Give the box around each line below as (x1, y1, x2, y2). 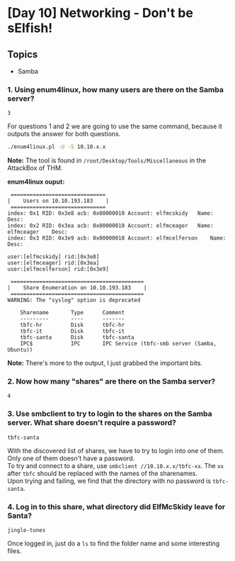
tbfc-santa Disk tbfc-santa (20, 334, 134, 341)
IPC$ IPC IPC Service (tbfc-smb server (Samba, (20, 340, 217, 348)
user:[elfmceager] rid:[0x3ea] (7, 260, 100, 267)
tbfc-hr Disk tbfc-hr (20, 321, 125, 329)
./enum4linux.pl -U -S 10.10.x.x (7, 143, 106, 150)
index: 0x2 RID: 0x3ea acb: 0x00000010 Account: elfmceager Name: (7, 222, 214, 230)
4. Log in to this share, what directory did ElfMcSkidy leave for (7, 501, 225, 511)
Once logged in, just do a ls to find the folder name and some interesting (7, 539, 220, 548)
